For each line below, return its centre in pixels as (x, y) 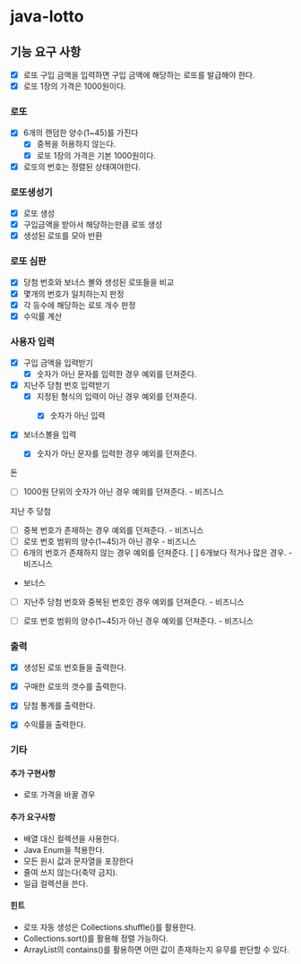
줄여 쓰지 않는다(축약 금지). (70, 872)
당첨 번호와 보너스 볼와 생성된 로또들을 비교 (99, 282)
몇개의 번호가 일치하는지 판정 (73, 294)
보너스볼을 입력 (50, 435)
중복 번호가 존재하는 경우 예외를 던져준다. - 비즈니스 (113, 529)
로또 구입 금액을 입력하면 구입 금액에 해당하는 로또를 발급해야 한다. (139, 75)
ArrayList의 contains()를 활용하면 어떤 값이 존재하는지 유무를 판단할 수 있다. (156, 949)
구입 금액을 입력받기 (58, 363)
